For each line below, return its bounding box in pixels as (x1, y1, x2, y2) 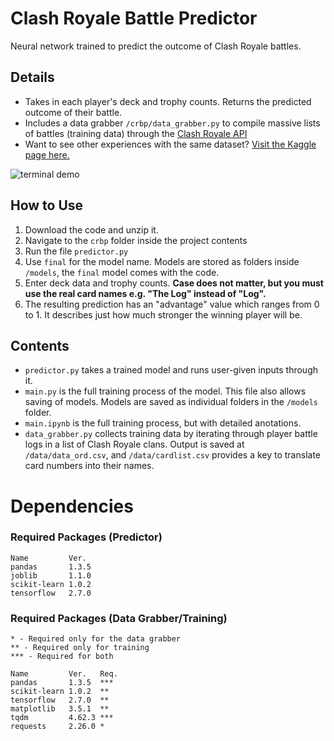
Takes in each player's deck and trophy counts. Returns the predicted (24, 95, 312, 107)
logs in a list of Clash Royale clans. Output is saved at (24, 438, 245, 451)
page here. (24, 148, 70, 161)
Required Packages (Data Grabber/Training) (10, 611, 228, 625)
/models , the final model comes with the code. (24, 266, 220, 278)
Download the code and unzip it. (24, 223, 159, 236)
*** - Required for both (10, 652, 114, 662)
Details (10, 69, 55, 86)
